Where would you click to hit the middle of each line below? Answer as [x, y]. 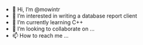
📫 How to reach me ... [40, 36]
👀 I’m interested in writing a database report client [75, 16]
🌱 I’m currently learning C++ [47, 22]
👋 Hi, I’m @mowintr [36, 9]
